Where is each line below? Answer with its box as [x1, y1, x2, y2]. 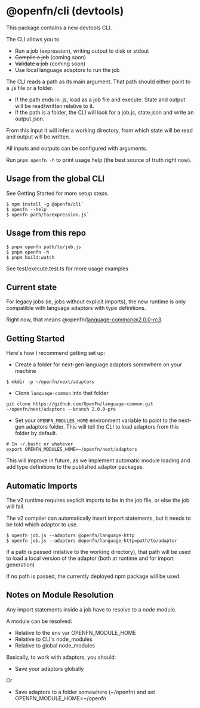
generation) [6, 561, 35, 568]
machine [14, 367, 37, 375]
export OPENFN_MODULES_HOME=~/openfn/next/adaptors [6, 447, 137, 453]
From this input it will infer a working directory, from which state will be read [6, 126, 193, 134]
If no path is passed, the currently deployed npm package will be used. [6, 573, 181, 580]
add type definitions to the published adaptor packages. [6, 463, 144, 471]
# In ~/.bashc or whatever [6, 441, 73, 447]
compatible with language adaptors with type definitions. [6, 305, 146, 312]
